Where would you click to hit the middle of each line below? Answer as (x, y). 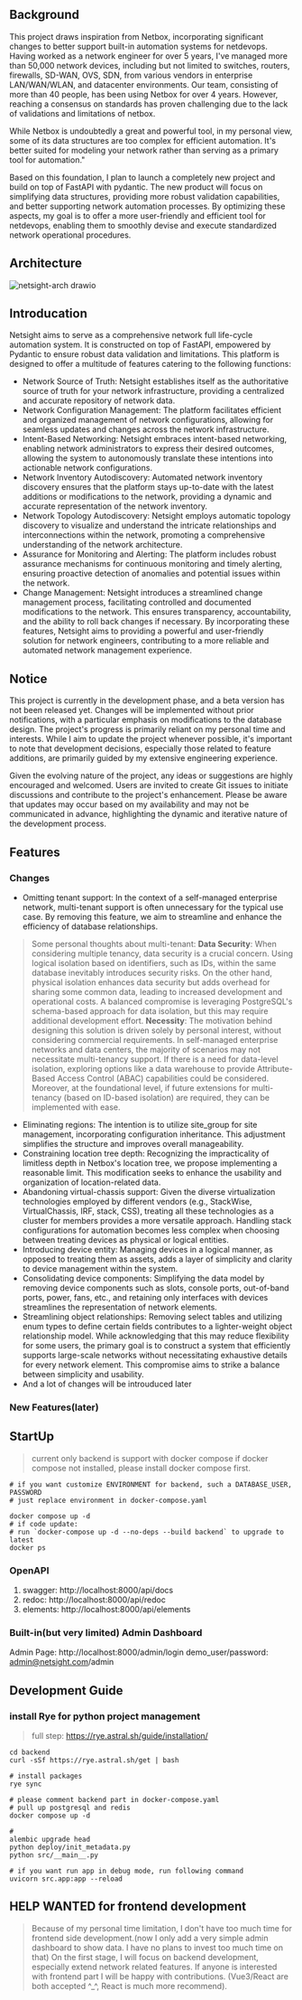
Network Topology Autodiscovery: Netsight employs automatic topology (156, 516)
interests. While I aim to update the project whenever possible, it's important (151, 739)
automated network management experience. (107, 651)
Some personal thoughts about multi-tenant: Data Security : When (154, 944)
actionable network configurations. (87, 468)
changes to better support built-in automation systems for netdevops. (139, 46)
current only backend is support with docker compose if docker (150, 1458)
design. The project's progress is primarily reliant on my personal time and (147, 729)
